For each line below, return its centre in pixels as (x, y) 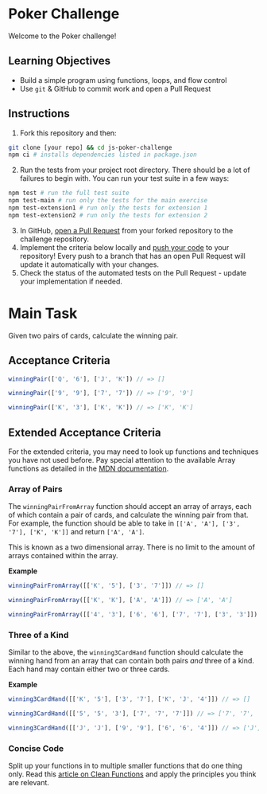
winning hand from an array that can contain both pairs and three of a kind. (131, 661)
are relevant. (29, 783)
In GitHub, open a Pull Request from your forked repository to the (126, 230)
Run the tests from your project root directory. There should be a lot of (135, 170)
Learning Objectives (60, 61)
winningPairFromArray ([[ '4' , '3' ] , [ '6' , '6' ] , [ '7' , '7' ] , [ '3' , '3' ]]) (133, 615)
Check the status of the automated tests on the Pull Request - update (133, 272)
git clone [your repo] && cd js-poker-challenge (90, 147)
